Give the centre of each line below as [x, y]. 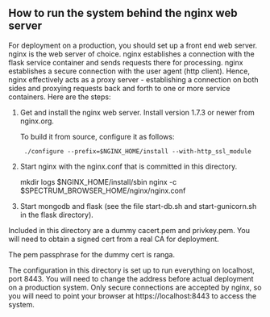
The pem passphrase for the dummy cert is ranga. [92, 254]
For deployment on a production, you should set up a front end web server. [133, 45]
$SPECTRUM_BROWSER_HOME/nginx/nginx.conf [103, 190]
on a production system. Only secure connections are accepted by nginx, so [135, 287]
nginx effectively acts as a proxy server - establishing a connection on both [134, 79]
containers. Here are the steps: [60, 97]
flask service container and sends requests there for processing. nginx [126, 62]
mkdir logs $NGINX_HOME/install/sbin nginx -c [98, 181]
